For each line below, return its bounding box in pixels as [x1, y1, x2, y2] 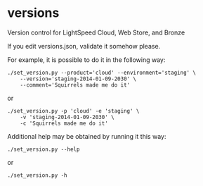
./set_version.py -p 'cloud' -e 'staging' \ [7, 107, 140, 114]
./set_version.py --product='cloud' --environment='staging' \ [7, 69, 197, 76]
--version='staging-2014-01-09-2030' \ [20, 75, 137, 82]
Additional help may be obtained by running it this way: [7, 132, 166, 140]
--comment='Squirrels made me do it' [20, 81, 131, 89]
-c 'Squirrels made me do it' [20, 120, 109, 127]
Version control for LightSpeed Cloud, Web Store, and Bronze [7, 28, 185, 37]
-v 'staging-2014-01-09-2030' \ [20, 113, 114, 120]
